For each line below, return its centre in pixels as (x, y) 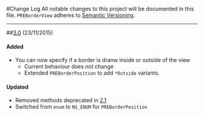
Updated (18, 87)
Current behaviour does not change (69, 67)
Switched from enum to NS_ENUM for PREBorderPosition (81, 107)
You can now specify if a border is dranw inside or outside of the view (103, 60)
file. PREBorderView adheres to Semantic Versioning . (71, 15)
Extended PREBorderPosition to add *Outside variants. (92, 73)
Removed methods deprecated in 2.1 (61, 100)
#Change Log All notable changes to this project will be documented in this (100, 9)
